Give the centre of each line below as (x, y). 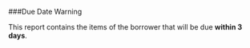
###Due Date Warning (45, 12)
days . (18, 36)
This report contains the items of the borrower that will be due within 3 (125, 27)
